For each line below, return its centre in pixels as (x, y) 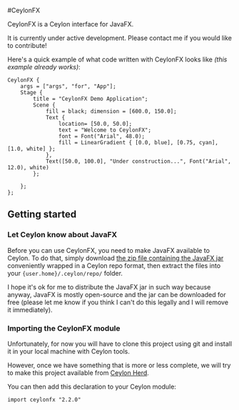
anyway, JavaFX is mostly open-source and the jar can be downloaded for (117, 294)
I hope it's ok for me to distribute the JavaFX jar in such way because (109, 287)
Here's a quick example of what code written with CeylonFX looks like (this (117, 59)
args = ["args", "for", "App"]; (68, 86)
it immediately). (30, 309)
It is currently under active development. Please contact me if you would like (119, 38)
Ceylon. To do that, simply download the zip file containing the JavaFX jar (116, 258)
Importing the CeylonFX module (64, 328)
